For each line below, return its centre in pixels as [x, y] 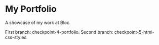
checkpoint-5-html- [134, 32]
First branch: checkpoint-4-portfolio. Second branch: [59, 32]
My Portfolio [31, 9]
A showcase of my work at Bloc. [38, 22]
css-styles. [17, 37]
